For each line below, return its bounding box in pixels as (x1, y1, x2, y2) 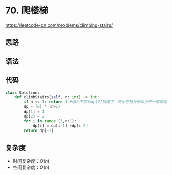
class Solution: (5, 90, 40, 95)
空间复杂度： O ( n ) (12, 164, 50, 170)
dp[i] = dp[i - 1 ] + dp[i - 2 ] (32, 123, 88, 128)
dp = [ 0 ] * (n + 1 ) (24, 104, 60, 110)
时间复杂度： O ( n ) (12, 158, 50, 164)
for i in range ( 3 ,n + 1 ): (24, 118, 77, 123)
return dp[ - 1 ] (24, 128, 54, 133)
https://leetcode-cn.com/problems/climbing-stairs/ (5, 21, 113, 28)
